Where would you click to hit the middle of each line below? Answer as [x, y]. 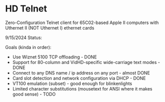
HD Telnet [26, 9]
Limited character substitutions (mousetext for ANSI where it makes [82, 88]
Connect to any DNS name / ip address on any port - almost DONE [81, 72]
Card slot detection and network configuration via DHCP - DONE [79, 78]
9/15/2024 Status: [24, 37]
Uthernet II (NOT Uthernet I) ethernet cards [50, 27]
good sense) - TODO [34, 94]
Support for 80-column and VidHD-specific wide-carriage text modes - [86, 62]
